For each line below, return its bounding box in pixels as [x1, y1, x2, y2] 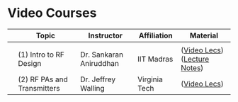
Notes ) [180, 62, 204, 72]
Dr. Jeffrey [80, 74, 116, 84]
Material [189, 30, 218, 40]
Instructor [88, 30, 123, 40]
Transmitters [18, 83, 60, 93]
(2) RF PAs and [18, 74, 69, 84]
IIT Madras [137, 54, 174, 64]
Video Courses [7, 5, 97, 21]
